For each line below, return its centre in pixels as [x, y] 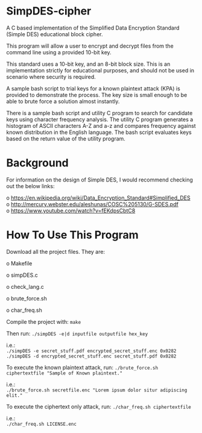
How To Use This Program [72, 235]
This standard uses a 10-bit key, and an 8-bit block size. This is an [88, 64]
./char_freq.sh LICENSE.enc [42, 424]
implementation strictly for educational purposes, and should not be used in [100, 70]
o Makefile [19, 263]
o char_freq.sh [24, 310]
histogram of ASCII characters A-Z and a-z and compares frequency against [101, 125]
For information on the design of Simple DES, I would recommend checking [99, 180]
